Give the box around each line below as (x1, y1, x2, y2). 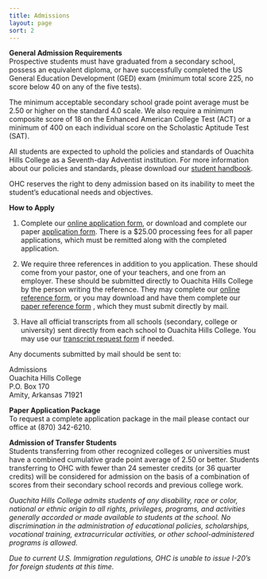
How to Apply (9, 203, 55, 213)
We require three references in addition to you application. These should (20, 260, 258, 269)
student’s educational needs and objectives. (9, 188, 153, 198)
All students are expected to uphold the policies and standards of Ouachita (9, 147, 254, 156)
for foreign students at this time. (9, 562, 114, 572)
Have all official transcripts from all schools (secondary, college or (20, 317, 238, 327)
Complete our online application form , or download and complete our (20, 218, 247, 228)
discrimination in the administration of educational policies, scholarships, (9, 521, 250, 530)
